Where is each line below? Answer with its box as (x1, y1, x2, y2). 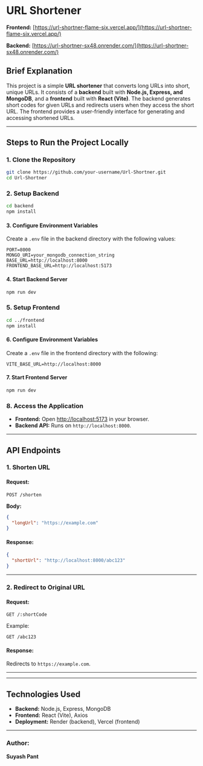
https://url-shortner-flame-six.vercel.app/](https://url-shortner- (34, 24, 192, 31)
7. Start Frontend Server (6, 374, 68, 381)
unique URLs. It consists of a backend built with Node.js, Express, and (6, 88, 183, 96)
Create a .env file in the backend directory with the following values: (6, 235, 176, 242)
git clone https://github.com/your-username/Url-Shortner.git (6, 169, 166, 176)
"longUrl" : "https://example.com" (11, 519, 98, 526)
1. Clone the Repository (6, 156, 76, 164)
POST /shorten (6, 491, 42, 498)
